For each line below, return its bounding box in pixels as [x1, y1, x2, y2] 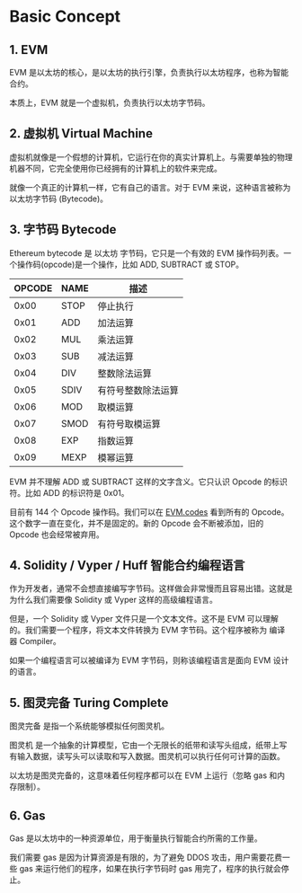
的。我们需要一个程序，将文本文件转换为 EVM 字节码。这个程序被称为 [9, 624, 268, 635]
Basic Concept [9, 6, 121, 27]
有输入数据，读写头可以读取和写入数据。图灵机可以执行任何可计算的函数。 [9, 751, 285, 762]
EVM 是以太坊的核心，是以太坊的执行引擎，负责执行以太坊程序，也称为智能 [9, 67, 289, 77]
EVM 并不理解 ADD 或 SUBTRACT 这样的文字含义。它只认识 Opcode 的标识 [9, 476, 288, 487]
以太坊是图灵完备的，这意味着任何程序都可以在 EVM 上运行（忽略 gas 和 [9, 770, 278, 781]
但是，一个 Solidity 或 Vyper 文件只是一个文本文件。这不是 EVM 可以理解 [9, 614, 279, 624]
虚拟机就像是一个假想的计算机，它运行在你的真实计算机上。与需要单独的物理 [9, 151, 293, 163]
